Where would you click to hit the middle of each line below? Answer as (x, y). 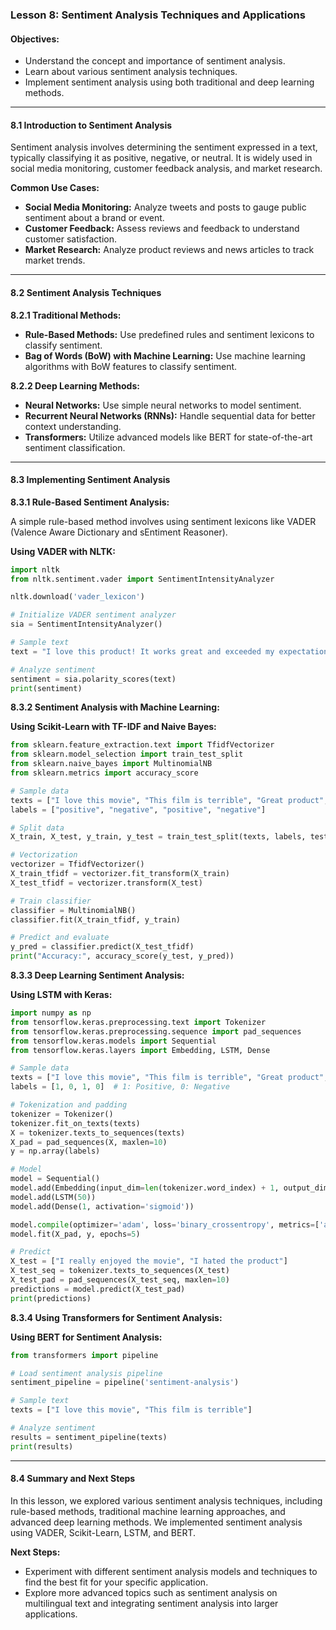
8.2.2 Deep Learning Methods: (75, 385)
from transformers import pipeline (84, 1355)
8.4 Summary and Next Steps (73, 1479)
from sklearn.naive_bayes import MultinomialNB (111, 764)
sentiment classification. (75, 447)
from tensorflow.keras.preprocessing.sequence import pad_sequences (156, 1031)
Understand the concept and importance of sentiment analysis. (155, 61)
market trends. (55, 260)
